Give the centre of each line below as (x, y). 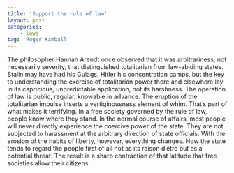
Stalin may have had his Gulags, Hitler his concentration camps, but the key (116, 75)
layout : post (26, 20)
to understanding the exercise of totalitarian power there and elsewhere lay (115, 82)
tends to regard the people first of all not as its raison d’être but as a (105, 149)
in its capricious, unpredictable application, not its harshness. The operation (116, 89)
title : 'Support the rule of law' (58, 14)
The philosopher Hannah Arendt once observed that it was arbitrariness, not (117, 59)
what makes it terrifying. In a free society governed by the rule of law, (107, 112)
